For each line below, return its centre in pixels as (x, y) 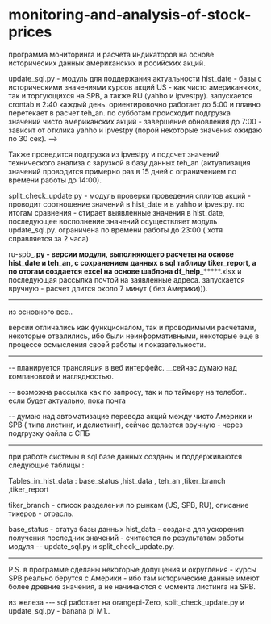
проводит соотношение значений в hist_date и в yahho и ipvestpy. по (127, 204)
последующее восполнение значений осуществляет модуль (113, 221)
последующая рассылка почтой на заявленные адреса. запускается (127, 279)
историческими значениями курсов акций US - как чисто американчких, (135, 87)
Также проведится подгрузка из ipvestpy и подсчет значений (114, 154)
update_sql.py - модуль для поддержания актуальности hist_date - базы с (135, 78)
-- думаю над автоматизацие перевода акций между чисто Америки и (131, 416)
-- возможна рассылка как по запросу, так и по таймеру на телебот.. (128, 392)
